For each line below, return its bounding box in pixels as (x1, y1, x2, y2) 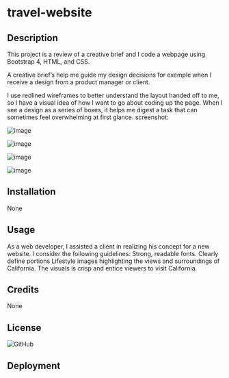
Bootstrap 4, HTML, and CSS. (7, 58, 90, 66)
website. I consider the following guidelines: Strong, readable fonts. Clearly (7, 249, 219, 257)
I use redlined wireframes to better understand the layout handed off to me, (7, 91, 220, 99)
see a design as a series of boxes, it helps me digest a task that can (7, 106, 198, 114)
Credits (7, 284, 40, 296)
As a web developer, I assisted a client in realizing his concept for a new (7, 242, 210, 251)
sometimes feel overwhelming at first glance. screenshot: (7, 113, 169, 121)
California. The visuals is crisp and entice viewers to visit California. (7, 264, 198, 272)
